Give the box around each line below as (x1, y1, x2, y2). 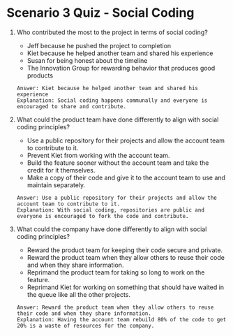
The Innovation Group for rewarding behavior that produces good (27, 64, 216, 72)
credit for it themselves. (27, 166, 96, 174)
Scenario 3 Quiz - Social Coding (6, 5, 195, 21)
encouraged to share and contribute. (16, 103, 127, 110)
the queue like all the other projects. (27, 290, 130, 298)
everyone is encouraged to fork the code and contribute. (16, 212, 189, 219)
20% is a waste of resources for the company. (16, 322, 155, 329)
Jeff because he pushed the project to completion (27, 41, 172, 50)
